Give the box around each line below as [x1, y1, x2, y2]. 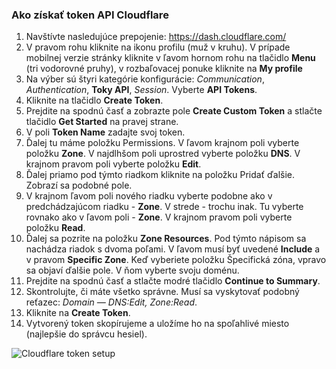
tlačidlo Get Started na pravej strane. [25, 116, 179, 128]
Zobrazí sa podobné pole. [25, 179, 133, 192]
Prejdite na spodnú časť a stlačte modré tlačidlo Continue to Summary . [25, 275, 321, 287]
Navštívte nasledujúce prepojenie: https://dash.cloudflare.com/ [25, 31, 287, 43]
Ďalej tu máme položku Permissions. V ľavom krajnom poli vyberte [25, 137, 300, 149]
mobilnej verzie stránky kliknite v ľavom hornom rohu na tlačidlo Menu [25, 52, 316, 64]
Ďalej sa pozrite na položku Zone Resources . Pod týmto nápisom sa [25, 233, 307, 245]
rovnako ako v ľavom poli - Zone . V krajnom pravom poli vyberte [25, 211, 293, 223]
